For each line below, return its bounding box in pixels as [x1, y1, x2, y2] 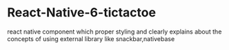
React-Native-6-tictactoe [7, 5, 157, 21]
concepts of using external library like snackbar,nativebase [7, 34, 175, 42]
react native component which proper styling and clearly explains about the [7, 27, 222, 36]
